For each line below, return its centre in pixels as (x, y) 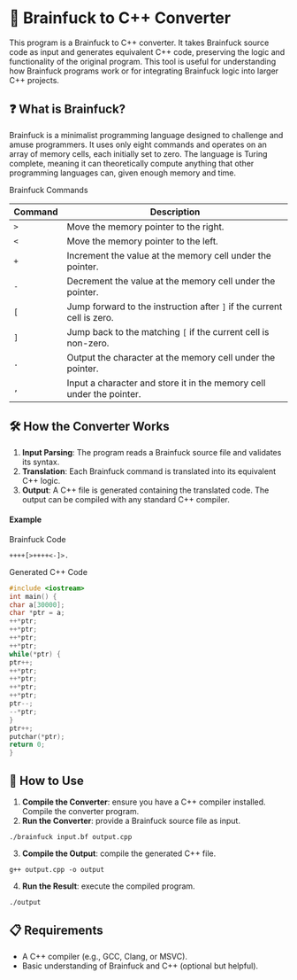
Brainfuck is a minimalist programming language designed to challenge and (146, 135)
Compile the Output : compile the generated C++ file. (119, 853)
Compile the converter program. (80, 811)
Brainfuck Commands (49, 190)
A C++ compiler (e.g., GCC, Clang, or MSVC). (105, 956)
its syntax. (41, 462)
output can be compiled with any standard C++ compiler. (126, 499)
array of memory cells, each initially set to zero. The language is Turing (138, 153)
